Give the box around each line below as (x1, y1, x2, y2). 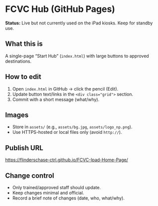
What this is (5, 40, 43, 48)
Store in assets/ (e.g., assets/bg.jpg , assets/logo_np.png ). (12, 124, 133, 130)
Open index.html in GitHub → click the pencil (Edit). (12, 86, 118, 92)
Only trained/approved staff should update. (12, 185, 101, 190)
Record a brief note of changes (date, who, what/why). (12, 195, 125, 201)
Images (5, 110, 29, 119)
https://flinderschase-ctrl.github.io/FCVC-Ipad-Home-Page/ (5, 157, 128, 163)
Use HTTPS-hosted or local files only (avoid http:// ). (12, 129, 122, 135)
